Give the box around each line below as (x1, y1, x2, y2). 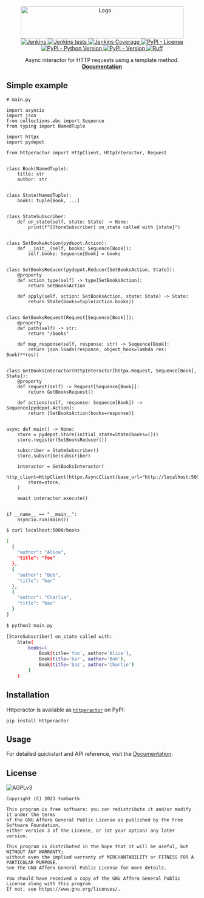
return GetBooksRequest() (28, 389, 94, 395)
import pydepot (6, 139, 45, 145)
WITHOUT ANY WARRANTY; (6, 849, 64, 855)
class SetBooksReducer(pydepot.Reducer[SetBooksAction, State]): (6, 267, 175, 273)
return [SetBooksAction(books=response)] (28, 410, 135, 416)
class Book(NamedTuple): (6, 165, 69, 172)
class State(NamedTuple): (6, 192, 72, 198)
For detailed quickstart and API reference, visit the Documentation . (6, 750, 173, 758)
